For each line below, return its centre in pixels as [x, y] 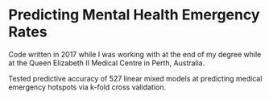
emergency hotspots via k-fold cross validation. [87, 87]
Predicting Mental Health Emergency [134, 15]
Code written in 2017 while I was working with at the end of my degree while [135, 54]
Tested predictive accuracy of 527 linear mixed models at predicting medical [135, 78]
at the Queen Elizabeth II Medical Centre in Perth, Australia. [107, 63]
